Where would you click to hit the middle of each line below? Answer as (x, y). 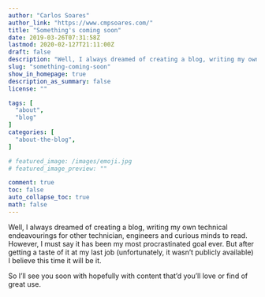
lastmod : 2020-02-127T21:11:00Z (61, 45)
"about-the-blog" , (46, 139)
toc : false (26, 190)
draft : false (30, 52)
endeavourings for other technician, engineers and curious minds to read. (128, 235)
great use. (25, 284)
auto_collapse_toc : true (49, 198)
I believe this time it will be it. (55, 260)
